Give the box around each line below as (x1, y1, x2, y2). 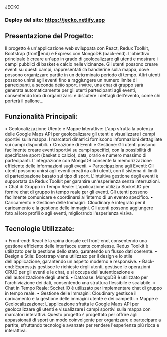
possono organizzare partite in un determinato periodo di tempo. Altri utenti (5, 72, 160, 78)
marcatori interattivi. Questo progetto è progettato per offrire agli (5, 312, 138, 318)
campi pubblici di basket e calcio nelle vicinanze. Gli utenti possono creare (5, 61, 158, 67)
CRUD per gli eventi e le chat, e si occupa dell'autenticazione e (5, 269, 134, 275)
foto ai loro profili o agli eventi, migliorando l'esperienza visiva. (5, 210, 133, 216)
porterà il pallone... (5, 98, 44, 104)
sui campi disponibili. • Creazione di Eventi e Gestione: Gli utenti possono (5, 141, 156, 147)
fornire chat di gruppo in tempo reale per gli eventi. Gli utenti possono (5, 189, 148, 195)
